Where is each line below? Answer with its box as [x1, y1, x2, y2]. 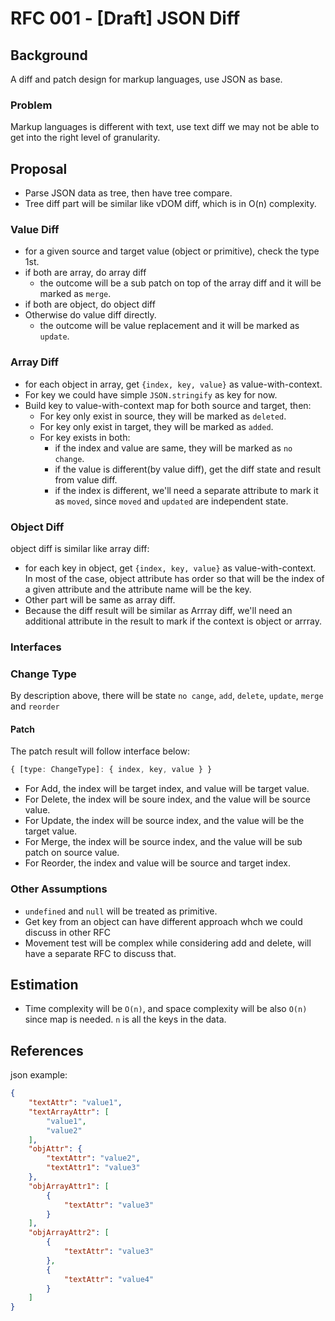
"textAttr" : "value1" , [28, 1098, 123, 1108]
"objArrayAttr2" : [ [28, 1228, 110, 1238]
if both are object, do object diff [24, 298, 156, 311]
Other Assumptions [10, 882, 108, 896]
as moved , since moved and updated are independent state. [54, 495, 289, 507]
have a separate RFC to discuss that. [24, 947, 177, 959]
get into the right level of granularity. [10, 132, 161, 144]
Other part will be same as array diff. [24, 594, 176, 606]
